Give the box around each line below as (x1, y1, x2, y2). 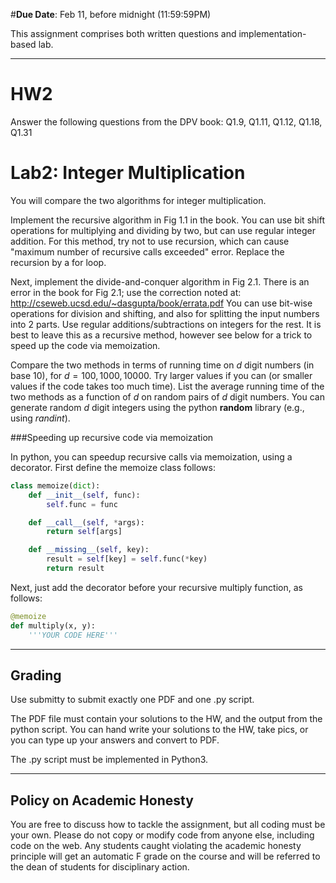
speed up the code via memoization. (10, 339, 161, 351)
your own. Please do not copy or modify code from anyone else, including (10, 829, 315, 841)
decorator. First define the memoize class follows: (10, 461, 216, 473)
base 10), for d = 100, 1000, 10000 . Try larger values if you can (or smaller (10, 369, 313, 381)
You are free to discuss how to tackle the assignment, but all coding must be (10, 819, 326, 831)
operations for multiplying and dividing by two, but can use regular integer (10, 224, 317, 236)
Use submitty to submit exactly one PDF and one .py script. (10, 694, 255, 706)
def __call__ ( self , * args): (28, 517, 145, 528)
